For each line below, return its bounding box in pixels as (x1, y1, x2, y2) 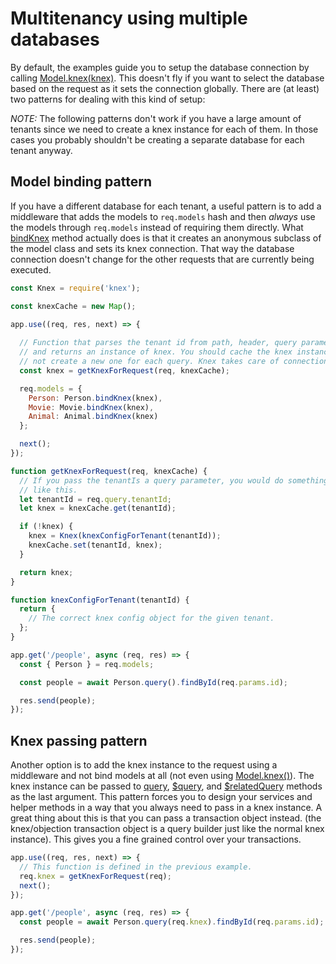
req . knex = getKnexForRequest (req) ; (19, 871, 172, 881)
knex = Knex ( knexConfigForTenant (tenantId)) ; (28, 531, 222, 541)
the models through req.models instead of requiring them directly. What (10, 221, 304, 233)
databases (10, 28, 100, 51)
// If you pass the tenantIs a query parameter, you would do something (19, 475, 329, 486)
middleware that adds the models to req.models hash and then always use (10, 210, 316, 222)
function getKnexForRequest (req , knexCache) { (10, 466, 208, 476)
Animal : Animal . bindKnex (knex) (28, 412, 159, 422)
